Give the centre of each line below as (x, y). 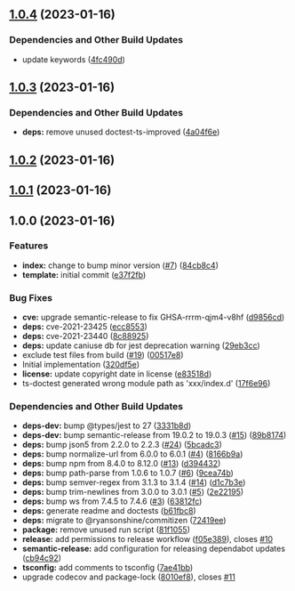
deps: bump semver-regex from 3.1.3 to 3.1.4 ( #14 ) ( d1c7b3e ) (134, 482)
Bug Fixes (31, 297)
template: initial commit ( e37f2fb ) (84, 274)
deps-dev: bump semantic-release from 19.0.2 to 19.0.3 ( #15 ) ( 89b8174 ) (154, 435)
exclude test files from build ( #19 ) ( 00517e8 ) (103, 355)
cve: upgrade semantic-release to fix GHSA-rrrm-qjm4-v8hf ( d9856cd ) (153, 317)
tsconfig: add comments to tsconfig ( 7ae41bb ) (108, 568)
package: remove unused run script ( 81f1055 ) (106, 530)
